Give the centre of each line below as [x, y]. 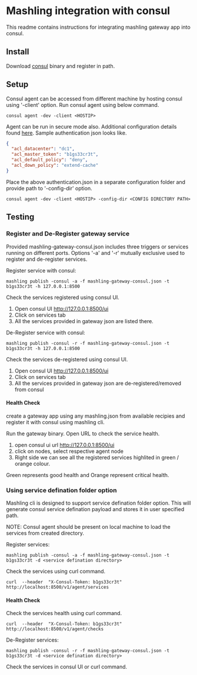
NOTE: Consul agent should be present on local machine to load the [88, 527]
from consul [29, 389]
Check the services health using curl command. [64, 613]
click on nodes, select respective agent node [69, 451]
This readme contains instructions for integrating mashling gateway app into [98, 27]
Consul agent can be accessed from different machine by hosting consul [94, 99]
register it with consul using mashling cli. [55, 422]
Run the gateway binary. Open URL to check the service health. [83, 434]
